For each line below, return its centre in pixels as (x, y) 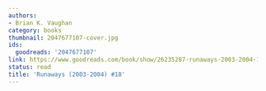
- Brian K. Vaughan (40, 23)
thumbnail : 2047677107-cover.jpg (63, 38)
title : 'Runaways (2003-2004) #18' (67, 74)
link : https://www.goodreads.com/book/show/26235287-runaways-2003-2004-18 (136, 60)
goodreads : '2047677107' (56, 52)
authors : (23, 15)
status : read (30, 67)
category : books (35, 30)
